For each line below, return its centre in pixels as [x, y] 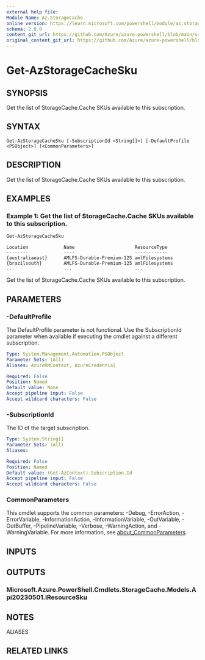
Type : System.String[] [35, 439]
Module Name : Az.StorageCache [45, 18]
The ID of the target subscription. [48, 428]
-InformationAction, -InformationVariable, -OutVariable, [112, 520]
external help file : [33, 12]
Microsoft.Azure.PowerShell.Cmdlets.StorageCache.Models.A [101, 590]
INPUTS [21, 552]
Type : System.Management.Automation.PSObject [65, 354]
